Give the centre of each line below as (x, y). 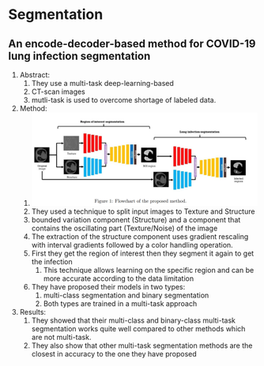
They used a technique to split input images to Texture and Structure (143, 211)
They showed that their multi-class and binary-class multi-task (133, 320)
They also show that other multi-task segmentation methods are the (142, 345)
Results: (32, 312)
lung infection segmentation (79, 56)
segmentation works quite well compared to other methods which (138, 329)
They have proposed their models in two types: (108, 287)
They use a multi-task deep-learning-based (102, 83)
